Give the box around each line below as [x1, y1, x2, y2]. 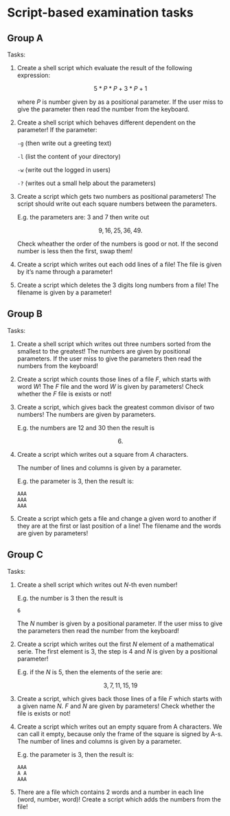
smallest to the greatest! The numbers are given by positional [16, 347, 191, 355]
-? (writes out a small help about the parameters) [16, 179, 157, 187]
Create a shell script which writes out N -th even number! [16, 580, 178, 589]
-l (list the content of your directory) [16, 153, 122, 160]
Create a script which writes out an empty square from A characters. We [16, 722, 222, 731]
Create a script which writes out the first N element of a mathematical [16, 640, 214, 648]
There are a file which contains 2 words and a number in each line [16, 788, 205, 796]
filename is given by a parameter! [16, 288, 112, 297]
